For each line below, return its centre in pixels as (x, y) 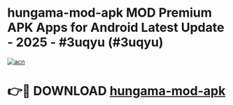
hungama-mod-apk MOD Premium (110, 13)
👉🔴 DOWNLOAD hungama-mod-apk (116, 91)
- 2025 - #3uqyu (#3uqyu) (85, 42)
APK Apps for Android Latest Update (116, 27)
